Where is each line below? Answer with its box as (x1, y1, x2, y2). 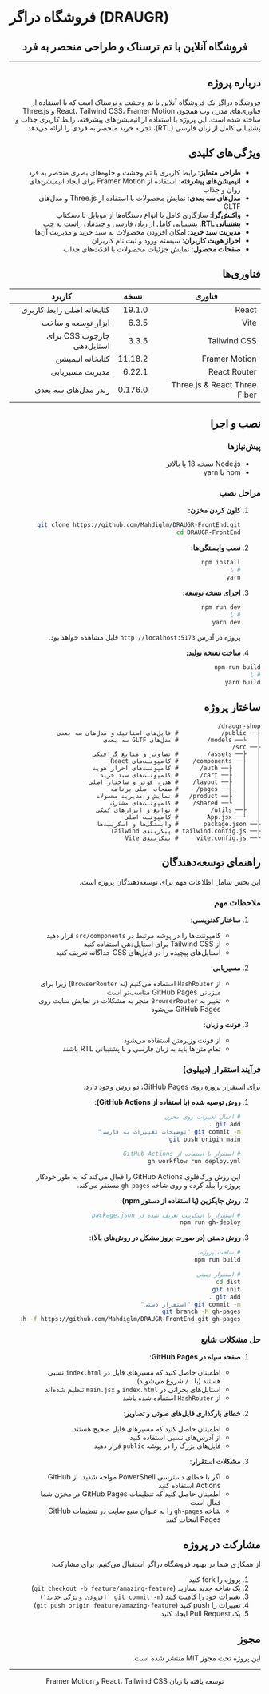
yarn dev (212, 618, 241, 626)
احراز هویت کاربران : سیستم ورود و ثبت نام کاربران (91, 235, 241, 245)
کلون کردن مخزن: (188, 505, 241, 516)
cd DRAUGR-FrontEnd (176, 528, 241, 536)
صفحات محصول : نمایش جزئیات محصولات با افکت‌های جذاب (63, 244, 241, 254)
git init (212, 1285, 241, 1293)
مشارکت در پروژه (183, 1538, 261, 1551)
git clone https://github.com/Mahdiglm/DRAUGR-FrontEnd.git (36, 521, 241, 529)
